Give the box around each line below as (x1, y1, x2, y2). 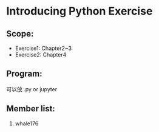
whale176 (15, 120, 39, 127)
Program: (6, 69, 42, 79)
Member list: (6, 103, 56, 114)
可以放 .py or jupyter (6, 85, 58, 92)
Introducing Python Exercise (6, 4, 153, 18)
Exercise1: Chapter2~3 (15, 44, 72, 52)
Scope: (6, 29, 34, 39)
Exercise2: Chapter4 (15, 51, 67, 58)
